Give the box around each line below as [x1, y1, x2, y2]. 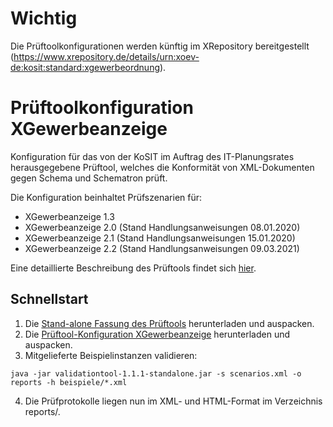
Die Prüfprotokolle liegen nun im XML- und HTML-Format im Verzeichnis [24, 395, 323, 407]
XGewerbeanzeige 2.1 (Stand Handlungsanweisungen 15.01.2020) [24, 232, 296, 244]
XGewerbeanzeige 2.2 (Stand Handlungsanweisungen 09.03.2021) [24, 242, 300, 254]
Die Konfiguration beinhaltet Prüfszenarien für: [10, 191, 203, 203]
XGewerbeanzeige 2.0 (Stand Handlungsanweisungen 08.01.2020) [24, 221, 301, 233]
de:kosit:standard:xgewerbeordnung [10, 61, 160, 73]
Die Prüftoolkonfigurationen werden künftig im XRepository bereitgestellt [10, 40, 310, 52]
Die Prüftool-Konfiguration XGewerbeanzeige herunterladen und [24, 328, 291, 340]
